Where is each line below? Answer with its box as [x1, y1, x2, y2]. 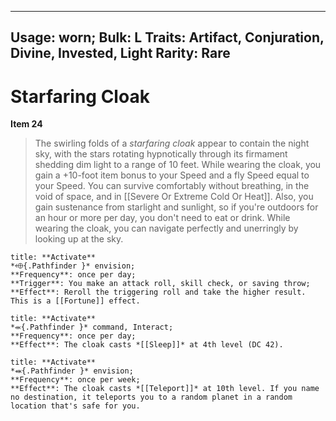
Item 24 [10, 118, 43, 130]
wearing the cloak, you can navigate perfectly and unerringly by [34, 222, 299, 235]
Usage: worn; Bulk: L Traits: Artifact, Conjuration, [10, 29, 325, 46]
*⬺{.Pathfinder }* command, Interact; [10, 322, 174, 333]
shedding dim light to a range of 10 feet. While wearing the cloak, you [34, 159, 322, 171]
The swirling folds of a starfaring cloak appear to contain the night [34, 137, 310, 150]
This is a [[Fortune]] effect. [10, 296, 141, 306]
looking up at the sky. [34, 233, 124, 245]
